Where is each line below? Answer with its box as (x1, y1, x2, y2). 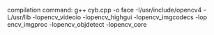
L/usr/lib (7, 13, 31, 21)
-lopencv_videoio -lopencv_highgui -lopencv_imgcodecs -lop (32, 13, 208, 21)
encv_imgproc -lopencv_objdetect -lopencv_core (7, 21, 147, 28)
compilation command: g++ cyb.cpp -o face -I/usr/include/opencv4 (7, 6, 202, 14)
